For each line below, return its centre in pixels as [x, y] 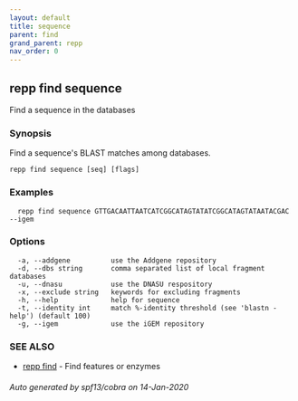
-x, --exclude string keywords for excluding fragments [130, 292]
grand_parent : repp [46, 43]
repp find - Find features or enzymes [91, 367]
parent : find [34, 34]
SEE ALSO [32, 347]
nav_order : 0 [34, 52]
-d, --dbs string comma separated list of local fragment [141, 268]
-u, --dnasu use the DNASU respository [115, 284]
